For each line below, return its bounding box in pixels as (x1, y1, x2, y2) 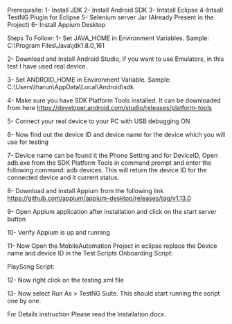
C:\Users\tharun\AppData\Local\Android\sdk (7, 83, 134, 91)
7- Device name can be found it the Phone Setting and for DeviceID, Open (7, 152, 218, 159)
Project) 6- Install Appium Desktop (7, 21, 106, 28)
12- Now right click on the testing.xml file (7, 276, 125, 284)
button (7, 215, 26, 223)
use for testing (7, 138, 48, 146)
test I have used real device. (7, 62, 88, 70)
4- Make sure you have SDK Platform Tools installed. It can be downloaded (7, 96, 222, 105)
